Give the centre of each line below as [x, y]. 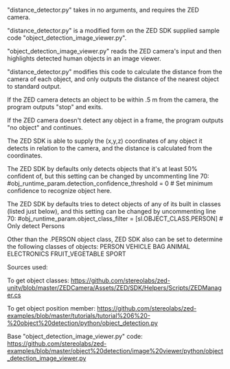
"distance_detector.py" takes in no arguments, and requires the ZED [103, 10]
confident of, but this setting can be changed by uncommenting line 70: [108, 176]
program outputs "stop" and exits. [55, 107]
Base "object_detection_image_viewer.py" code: [75, 336]
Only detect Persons [36, 226]
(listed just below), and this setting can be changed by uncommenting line [112, 211]
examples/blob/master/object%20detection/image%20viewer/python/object [115, 351]
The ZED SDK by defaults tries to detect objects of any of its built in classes [114, 204]
